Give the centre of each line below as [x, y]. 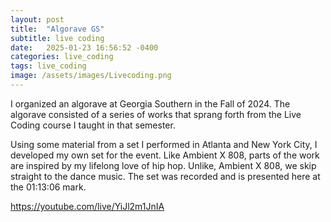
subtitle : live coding [57, 38]
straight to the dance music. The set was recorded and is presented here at [165, 176]
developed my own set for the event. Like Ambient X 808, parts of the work [165, 155]
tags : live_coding [48, 66]
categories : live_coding [62, 57]
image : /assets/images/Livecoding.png [91, 76]
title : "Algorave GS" [57, 29]
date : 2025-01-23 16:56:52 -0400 [84, 47]
